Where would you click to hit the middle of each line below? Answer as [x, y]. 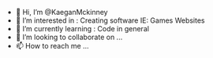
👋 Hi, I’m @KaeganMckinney [62, 12]
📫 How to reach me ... [52, 46]
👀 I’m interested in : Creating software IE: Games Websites [110, 20]
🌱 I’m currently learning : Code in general [82, 29]
